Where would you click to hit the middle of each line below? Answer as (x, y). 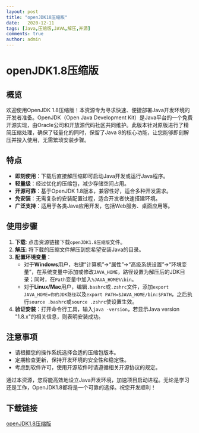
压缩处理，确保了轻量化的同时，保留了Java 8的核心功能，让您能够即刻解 (100, 132)
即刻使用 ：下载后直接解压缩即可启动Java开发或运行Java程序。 (91, 176)
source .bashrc (48, 302)
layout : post (22, 12)
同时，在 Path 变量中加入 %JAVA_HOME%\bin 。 (86, 279)
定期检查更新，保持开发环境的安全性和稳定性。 (72, 360)
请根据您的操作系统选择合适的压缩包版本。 (67, 352)
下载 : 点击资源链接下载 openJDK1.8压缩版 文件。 (70, 242)
